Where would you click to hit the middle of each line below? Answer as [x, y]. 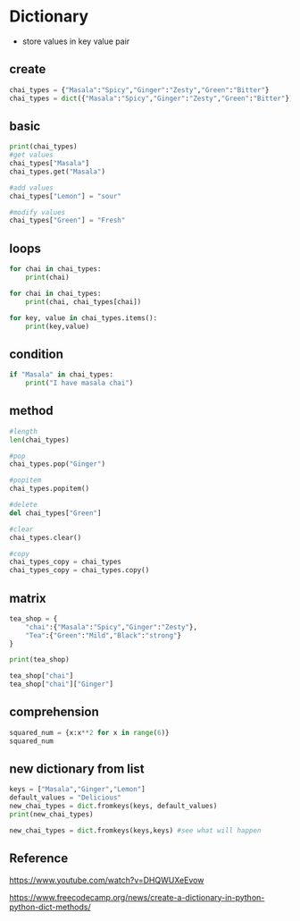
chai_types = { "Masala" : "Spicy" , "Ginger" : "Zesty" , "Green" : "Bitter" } [139, 90]
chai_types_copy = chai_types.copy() [79, 570]
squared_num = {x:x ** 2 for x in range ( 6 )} [89, 732]
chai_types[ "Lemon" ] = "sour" [66, 196]
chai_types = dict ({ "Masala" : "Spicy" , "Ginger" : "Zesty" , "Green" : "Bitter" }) [151, 98]
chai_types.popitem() [50, 489]
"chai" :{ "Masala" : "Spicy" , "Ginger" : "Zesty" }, [112, 627]
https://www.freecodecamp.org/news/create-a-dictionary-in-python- [137, 897]
